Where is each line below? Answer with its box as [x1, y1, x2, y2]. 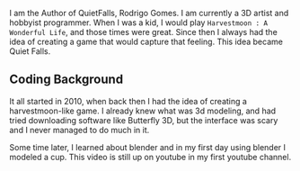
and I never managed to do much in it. [9, 124, 150, 135]
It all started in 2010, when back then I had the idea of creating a [9, 95, 247, 106]
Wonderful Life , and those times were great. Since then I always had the [9, 27, 278, 37]
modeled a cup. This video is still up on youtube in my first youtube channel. [9, 151, 292, 162]
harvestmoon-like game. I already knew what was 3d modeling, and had [9, 105, 277, 116]
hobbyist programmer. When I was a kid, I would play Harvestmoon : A [9, 17, 268, 28]
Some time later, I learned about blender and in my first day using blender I [9, 141, 286, 152]
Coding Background [9, 72, 124, 87]
